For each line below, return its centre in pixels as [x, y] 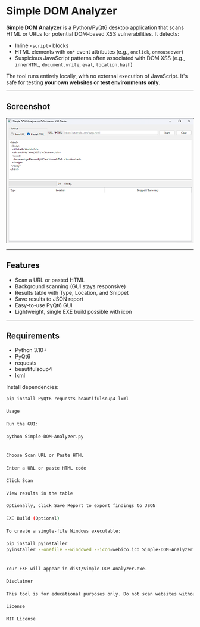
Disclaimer [20, 581]
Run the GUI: [22, 424]
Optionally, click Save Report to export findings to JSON [81, 506]
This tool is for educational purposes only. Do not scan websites [92, 594]
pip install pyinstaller [37, 543]
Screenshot [28, 106]
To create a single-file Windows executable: [63, 531]
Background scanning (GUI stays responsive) [70, 286]
